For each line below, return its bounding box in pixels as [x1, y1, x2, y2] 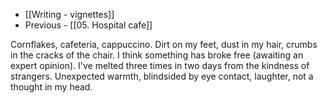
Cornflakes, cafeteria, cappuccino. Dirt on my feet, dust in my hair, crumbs [10, 39, 318, 50]
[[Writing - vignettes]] [24, 9, 115, 20]
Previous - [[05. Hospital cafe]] [24, 19, 153, 31]
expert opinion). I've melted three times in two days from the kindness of [10, 60, 310, 71]
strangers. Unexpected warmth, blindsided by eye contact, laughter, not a [10, 70, 314, 82]
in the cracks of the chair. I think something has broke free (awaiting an [10, 49, 304, 61]
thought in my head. [10, 81, 93, 93]
